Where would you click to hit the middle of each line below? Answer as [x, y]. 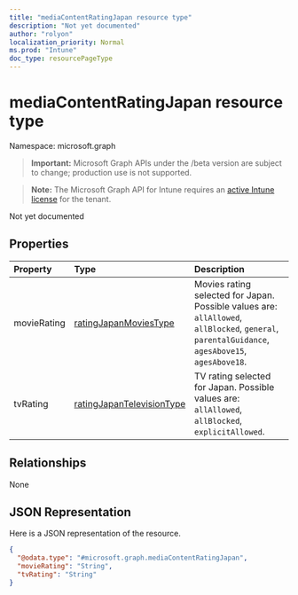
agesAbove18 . [220, 362]
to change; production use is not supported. [111, 172]
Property [33, 269]
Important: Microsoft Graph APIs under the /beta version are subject [156, 163]
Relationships [48, 463]
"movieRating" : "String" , [65, 567]
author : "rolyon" [41, 34]
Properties [39, 244]
